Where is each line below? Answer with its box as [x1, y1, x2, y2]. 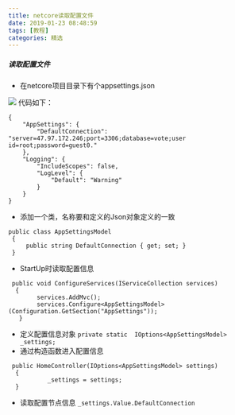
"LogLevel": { [37, 169, 83, 177]
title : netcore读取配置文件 [8, 11, 94, 20]
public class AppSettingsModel [8, 228, 112, 236]
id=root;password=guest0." [8, 142, 98, 149]
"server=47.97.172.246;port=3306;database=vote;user [8, 134, 187, 143]
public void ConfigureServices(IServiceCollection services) [11, 280, 218, 288]
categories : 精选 [8, 33, 64, 42]
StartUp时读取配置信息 [19, 264, 94, 273]
